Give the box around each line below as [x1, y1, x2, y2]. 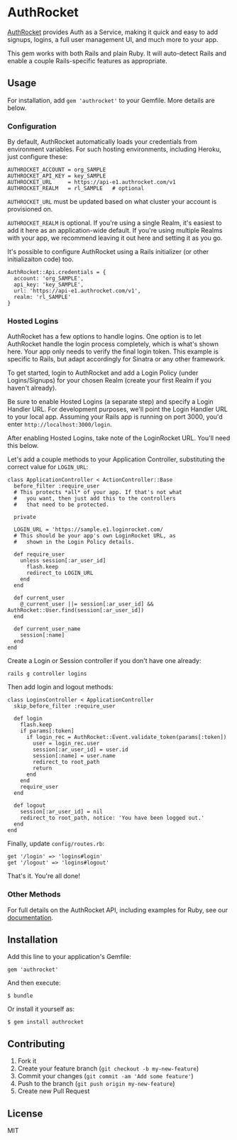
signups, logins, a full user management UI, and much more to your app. [7, 35, 219, 43]
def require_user [13, 551, 65, 558]
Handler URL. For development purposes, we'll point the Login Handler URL [7, 405, 228, 414]
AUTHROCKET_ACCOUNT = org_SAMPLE [7, 166, 106, 174]
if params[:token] [20, 728, 75, 735]
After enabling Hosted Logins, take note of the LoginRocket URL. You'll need [7, 434, 231, 442]
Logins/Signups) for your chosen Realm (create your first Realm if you [7, 376, 211, 385]
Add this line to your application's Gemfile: [7, 953, 131, 961]
